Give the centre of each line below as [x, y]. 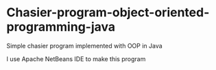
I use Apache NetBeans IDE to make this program [76, 58]
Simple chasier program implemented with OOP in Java [84, 46]
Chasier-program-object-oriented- [108, 13]
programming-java [61, 27]
